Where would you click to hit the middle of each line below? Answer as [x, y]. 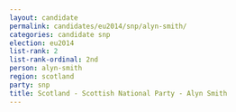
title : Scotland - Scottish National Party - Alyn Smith [118, 93]
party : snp [30, 85]
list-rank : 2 [34, 51]
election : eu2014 [42, 43]
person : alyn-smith [46, 69]
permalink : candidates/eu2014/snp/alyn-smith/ [98, 26]
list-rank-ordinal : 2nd [54, 60]
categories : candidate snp [60, 34]
